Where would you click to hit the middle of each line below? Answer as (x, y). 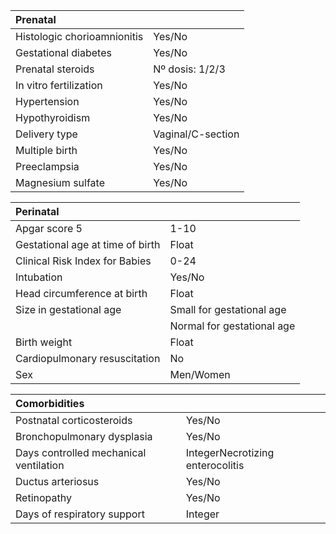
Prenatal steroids (55, 69)
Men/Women (200, 374)
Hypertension (47, 101)
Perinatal (37, 211)
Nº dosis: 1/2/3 (189, 69)
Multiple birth (46, 150)
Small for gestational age (228, 309)
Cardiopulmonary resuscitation (88, 358)
